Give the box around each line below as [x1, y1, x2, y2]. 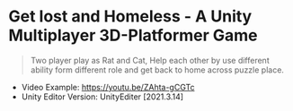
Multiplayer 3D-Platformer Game [8, 25, 258, 46]
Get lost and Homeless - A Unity [8, 6, 253, 27]
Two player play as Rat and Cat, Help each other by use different [30, 55, 271, 65]
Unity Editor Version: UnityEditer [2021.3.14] [21, 91, 184, 102]
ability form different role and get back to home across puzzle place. [30, 64, 285, 75]
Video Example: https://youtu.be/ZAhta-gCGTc [21, 81, 195, 92]
